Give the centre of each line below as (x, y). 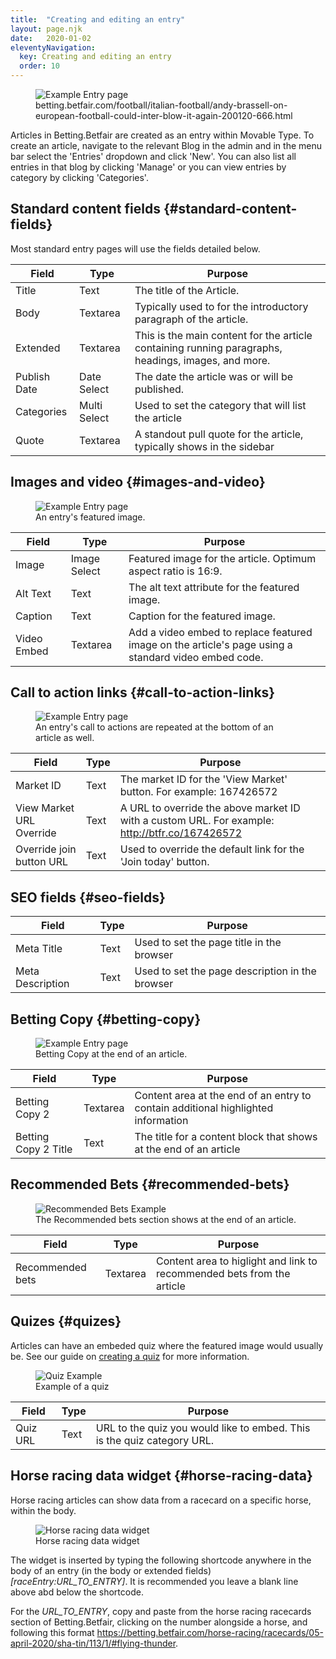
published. (159, 389)
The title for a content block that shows (226, 1137)
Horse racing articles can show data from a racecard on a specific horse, (161, 1500)
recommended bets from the (223, 1273)
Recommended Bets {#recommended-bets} (150, 1184)
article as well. (65, 738)
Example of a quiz (72, 1386)
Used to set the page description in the (225, 971)
